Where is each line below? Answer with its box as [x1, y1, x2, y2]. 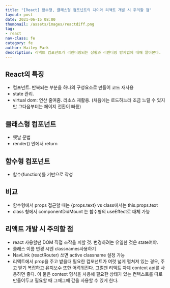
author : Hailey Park [5, 45, 49, 50]
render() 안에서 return [12, 141, 58, 147]
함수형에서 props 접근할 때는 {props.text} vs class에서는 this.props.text [12, 202, 158, 208]
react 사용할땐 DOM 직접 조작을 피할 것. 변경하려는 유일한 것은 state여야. [12, 239, 159, 245]
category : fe [5, 41, 33, 46]
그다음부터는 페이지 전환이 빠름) [18, 104, 81, 110]
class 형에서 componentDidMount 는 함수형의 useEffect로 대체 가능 [12, 208, 150, 214]
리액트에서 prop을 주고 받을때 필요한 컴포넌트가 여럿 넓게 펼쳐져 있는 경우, [12, 258, 160, 264]
